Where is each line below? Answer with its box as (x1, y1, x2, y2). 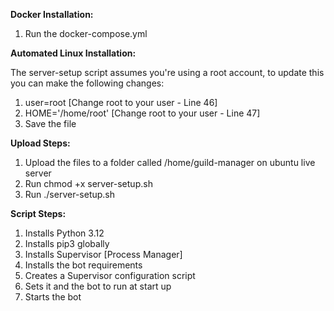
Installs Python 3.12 (24, 227, 105, 239)
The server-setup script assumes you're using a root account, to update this (10, 67, 325, 78)
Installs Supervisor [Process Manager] (24, 249, 183, 260)
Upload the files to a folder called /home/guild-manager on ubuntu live (24, 157, 316, 168)
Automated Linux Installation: (10, 47, 137, 59)
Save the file (24, 118, 77, 129)
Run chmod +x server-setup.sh (24, 178, 153, 189)
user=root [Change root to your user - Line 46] (24, 97, 218, 108)
